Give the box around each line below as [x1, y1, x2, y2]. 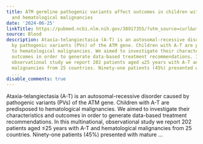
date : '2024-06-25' [6, 20, 56, 26]
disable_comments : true [6, 76, 66, 82]
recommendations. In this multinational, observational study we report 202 [6, 118, 192, 125]
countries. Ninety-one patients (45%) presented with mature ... [6, 131, 163, 139]
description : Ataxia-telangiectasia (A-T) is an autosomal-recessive [6, 37, 185, 43]
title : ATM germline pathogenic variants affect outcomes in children [6, 8, 188, 15]
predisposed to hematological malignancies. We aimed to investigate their [6, 105, 190, 113]
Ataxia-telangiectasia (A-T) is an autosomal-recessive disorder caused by [6, 93, 190, 100]
